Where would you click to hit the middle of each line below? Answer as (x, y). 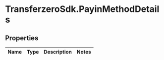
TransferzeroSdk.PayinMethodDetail (82, 9)
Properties (22, 38)
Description (58, 52)
